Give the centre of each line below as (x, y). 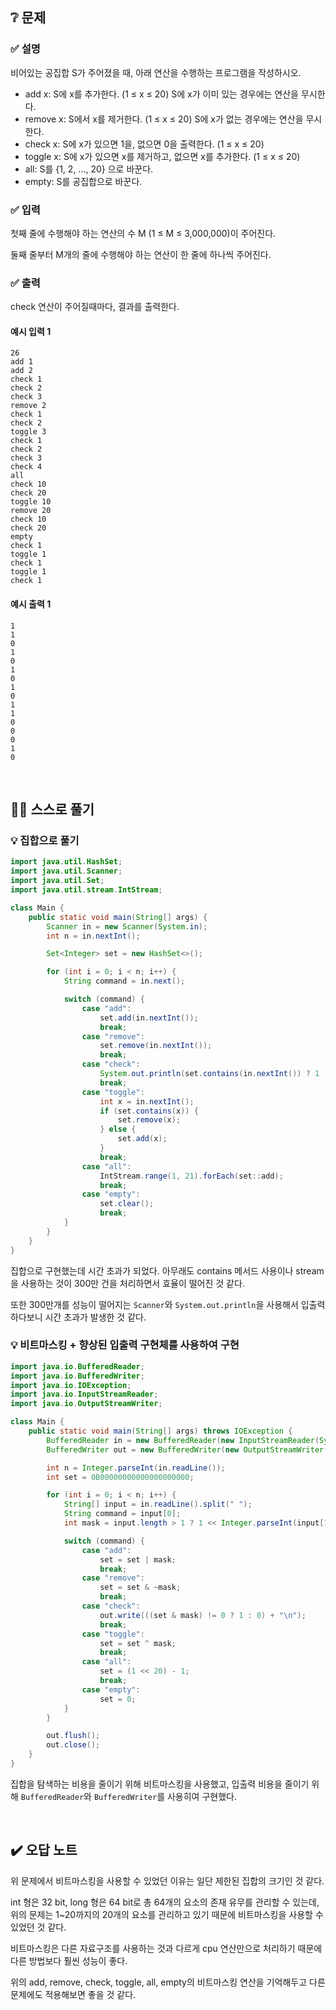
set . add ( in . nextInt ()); (149, 1018)
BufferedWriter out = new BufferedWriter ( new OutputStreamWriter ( (187, 1449)
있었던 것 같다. (38, 1927)
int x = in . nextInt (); (147, 1101)
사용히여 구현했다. (201, 1796)
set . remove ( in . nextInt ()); (156, 1046)
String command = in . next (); (124, 981)
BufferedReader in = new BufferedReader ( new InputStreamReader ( (183, 1440)
